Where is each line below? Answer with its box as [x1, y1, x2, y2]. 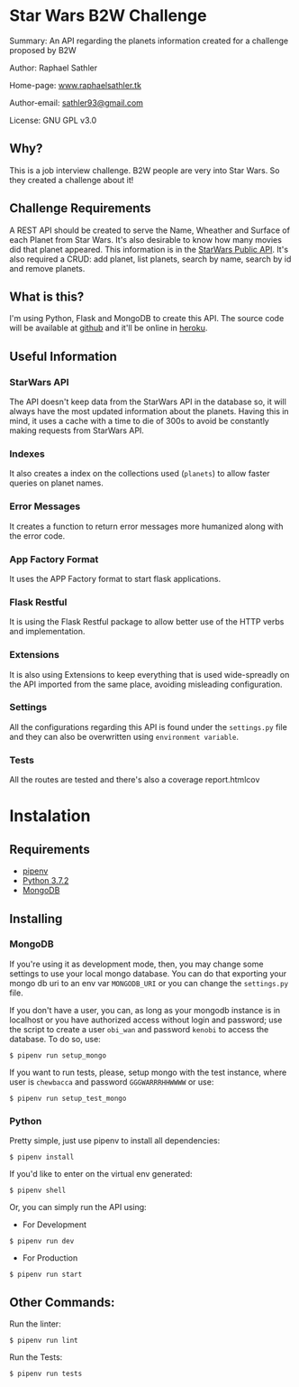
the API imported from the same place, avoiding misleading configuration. [9, 679, 283, 689]
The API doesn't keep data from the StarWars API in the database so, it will [9, 396, 286, 407]
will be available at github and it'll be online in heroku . [9, 322, 208, 334]
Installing [9, 911, 63, 926]
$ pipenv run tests [9, 1369, 83, 1378]
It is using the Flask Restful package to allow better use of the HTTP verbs [9, 616, 285, 627]
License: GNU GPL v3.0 [9, 115, 97, 125]
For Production [22, 1253, 78, 1263]
